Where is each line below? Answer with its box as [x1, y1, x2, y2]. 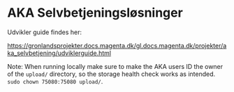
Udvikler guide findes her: [7, 28, 82, 36]
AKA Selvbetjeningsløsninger [7, 5, 183, 21]
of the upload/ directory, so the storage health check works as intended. [7, 70, 216, 78]
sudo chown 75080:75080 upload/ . [7, 77, 103, 85]
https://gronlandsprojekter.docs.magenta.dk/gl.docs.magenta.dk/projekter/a [7, 41, 227, 49]
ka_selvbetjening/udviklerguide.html [7, 49, 112, 57]
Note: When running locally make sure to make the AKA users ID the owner [7, 62, 224, 70]
